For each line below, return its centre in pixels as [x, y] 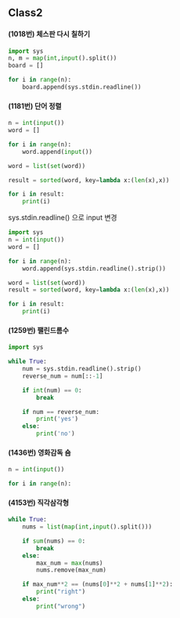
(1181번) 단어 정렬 [35, 106]
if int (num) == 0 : [52, 390]
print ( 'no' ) [56, 434]
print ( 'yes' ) [58, 419]
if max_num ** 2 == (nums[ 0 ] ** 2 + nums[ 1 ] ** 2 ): [98, 584]
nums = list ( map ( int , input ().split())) [87, 527]
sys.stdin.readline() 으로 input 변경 [63, 218]
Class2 [25, 13]
